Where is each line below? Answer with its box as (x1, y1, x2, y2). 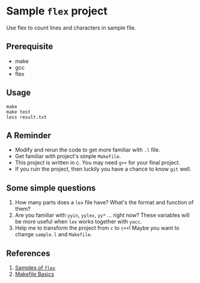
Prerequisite (6, 41, 53, 52)
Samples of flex (14, 264, 56, 271)
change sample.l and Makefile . (14, 231, 92, 238)
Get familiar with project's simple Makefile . (14, 153, 121, 160)
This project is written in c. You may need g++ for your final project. (14, 159, 181, 166)
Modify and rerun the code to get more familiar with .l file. (14, 146, 160, 154)
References (6, 248, 50, 258)
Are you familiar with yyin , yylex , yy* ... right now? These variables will (14, 211, 190, 219)
